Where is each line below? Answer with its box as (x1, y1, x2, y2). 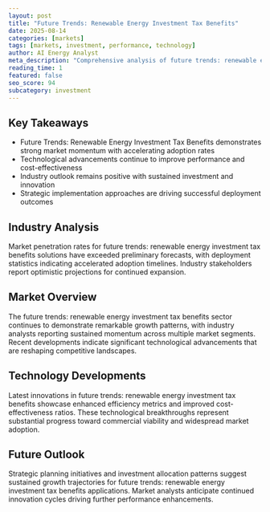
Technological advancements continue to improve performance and (19, 154, 245, 165)
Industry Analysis (8, 220, 99, 234)
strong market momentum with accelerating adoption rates (19, 146, 215, 156)
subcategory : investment (8, 86, 92, 95)
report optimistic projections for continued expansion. (8, 267, 186, 277)
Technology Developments (8, 369, 146, 383)
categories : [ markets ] (8, 34, 84, 43)
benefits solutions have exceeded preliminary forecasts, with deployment (8, 250, 252, 259)
